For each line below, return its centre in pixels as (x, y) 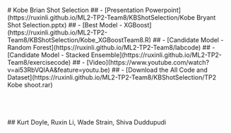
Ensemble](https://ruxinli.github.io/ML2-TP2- (156, 55)
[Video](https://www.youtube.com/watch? (148, 62)
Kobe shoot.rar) (30, 85)
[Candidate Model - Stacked (48, 55)
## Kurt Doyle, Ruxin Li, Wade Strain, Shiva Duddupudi (87, 122)
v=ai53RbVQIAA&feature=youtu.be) (59, 70)
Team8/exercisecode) (39, 62)
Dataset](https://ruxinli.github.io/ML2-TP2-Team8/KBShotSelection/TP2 (112, 77)
